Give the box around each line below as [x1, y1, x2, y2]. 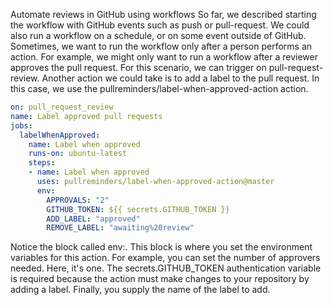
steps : [28, 158, 56, 168]
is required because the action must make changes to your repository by [10, 273, 310, 285]
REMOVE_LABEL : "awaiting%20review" [46, 223, 195, 233]
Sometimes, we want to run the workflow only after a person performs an [10, 40, 313, 52]
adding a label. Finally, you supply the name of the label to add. [10, 284, 271, 296]
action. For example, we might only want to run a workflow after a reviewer [10, 51, 318, 63]
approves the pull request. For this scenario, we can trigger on [10, 62, 267, 73]
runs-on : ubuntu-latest [28, 149, 128, 159]
